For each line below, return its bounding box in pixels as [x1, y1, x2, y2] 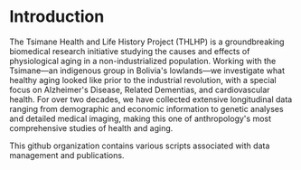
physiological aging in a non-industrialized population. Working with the [9, 55, 277, 66]
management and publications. [9, 149, 125, 160]
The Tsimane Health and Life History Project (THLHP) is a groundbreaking [9, 36, 285, 47]
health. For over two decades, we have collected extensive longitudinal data [9, 93, 293, 105]
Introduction [9, 6, 105, 27]
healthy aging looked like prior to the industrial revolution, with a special [9, 74, 277, 85]
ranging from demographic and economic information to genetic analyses [9, 103, 284, 114]
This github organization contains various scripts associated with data [9, 140, 270, 151]
